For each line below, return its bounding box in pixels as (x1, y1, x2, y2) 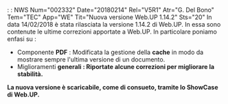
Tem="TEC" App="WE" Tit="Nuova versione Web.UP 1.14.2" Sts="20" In (7, 13, 212, 21)
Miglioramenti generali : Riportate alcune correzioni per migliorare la (16, 63, 215, 70)
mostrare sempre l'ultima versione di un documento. (16, 55, 166, 64)
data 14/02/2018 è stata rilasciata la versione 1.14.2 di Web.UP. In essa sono (7, 21, 221, 28)
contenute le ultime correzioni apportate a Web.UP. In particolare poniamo (7, 27, 218, 36)
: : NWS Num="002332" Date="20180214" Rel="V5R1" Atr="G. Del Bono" (7, 6, 215, 14)
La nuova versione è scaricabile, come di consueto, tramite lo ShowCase (7, 83, 218, 91)
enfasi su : (7, 35, 36, 43)
